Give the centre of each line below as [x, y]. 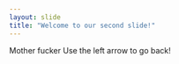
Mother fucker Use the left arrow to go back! [90, 50]
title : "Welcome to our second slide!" [82, 25]
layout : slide [35, 17]
